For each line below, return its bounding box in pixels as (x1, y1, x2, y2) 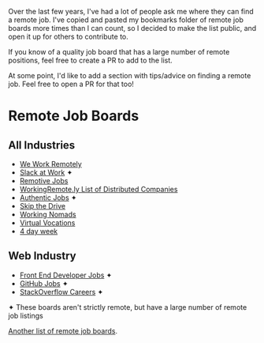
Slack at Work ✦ (19, 168, 73, 177)
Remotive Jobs (19, 176, 69, 185)
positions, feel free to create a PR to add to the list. (8, 55, 173, 65)
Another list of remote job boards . (8, 326, 118, 335)
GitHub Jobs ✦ (19, 278, 69, 288)
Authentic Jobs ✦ (19, 193, 77, 202)
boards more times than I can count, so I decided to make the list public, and (8, 24, 257, 32)
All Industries (8, 138, 76, 152)
